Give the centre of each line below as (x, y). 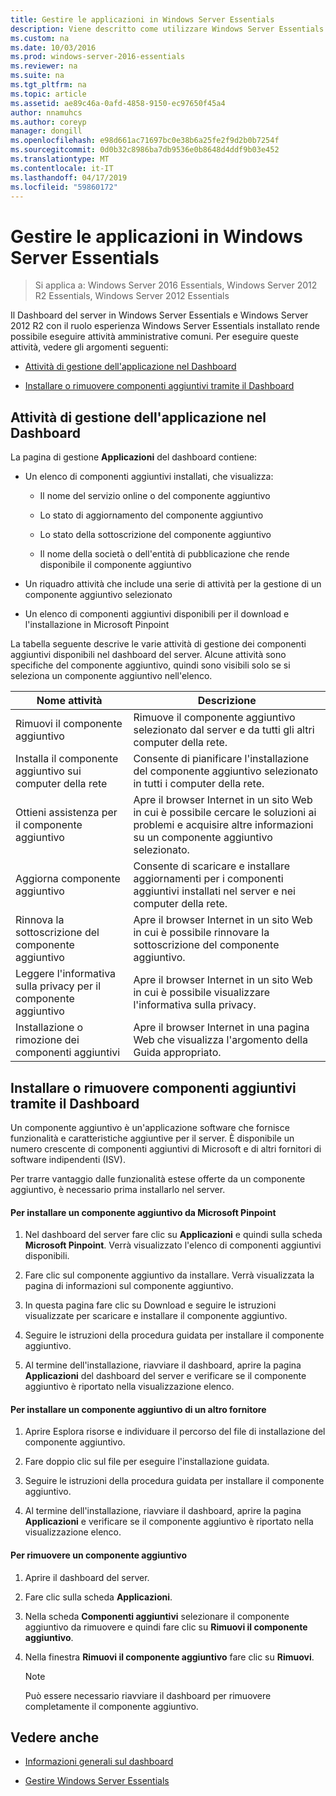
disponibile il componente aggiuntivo (115, 565)
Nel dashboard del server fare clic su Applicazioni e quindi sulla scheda (173, 1235)
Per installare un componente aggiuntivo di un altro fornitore (138, 1409)
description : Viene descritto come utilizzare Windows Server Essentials (167, 29)
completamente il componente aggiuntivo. (111, 1706)
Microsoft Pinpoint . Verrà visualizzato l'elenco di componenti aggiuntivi (173, 1245)
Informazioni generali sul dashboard (99, 1762)
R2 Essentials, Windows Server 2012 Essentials (132, 296)
